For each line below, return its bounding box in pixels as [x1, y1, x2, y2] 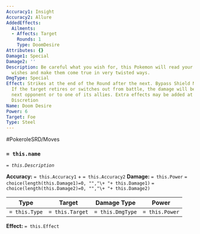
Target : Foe [6, 114, 36, 120]
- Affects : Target [11, 31, 58, 37]
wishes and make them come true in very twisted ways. [11, 70, 151, 76]
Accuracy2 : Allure [6, 14, 52, 20]
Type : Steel [6, 120, 36, 126]
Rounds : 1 [17, 36, 42, 42]
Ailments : [11, 25, 36, 32]
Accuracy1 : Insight [6, 8, 55, 15]
